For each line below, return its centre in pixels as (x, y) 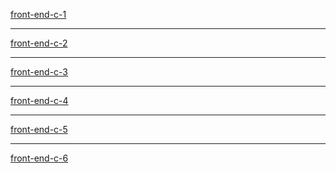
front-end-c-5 (39, 129)
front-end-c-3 (39, 72)
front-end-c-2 (39, 43)
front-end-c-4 (39, 100)
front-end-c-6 (39, 158)
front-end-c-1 (38, 14)
